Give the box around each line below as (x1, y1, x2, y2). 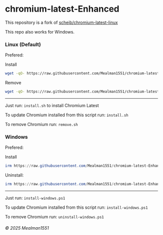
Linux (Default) (5, 41, 41, 48)
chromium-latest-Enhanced (5, 3, 120, 15)
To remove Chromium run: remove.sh (5, 121, 78, 127)
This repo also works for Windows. (5, 29, 75, 35)
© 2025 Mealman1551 (5, 225, 49, 231)
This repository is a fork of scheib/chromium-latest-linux (5, 19, 118, 25)
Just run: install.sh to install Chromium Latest (5, 102, 99, 108)
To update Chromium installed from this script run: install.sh (5, 112, 129, 118)
